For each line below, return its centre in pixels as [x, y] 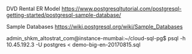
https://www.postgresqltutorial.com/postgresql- [121, 9]
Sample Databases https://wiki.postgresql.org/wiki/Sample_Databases [94, 27]
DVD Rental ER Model [33, 9]
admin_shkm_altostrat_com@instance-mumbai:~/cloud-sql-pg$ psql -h [96, 38]
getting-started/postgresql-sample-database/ [64, 15]
